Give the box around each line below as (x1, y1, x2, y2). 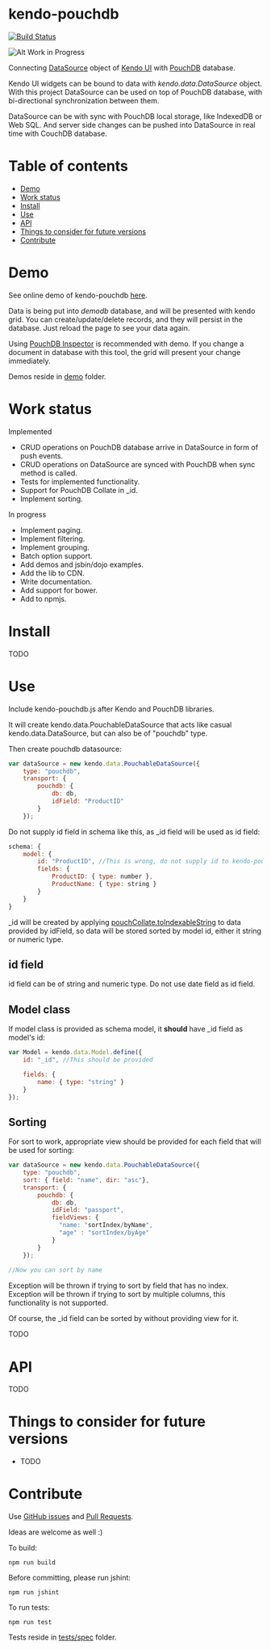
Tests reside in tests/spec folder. (8, 1632, 117, 1642)
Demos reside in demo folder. (8, 371, 106, 381)
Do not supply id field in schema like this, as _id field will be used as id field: (8, 826, 261, 837)
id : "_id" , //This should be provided (23, 1056, 153, 1064)
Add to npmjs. (19, 593, 67, 603)
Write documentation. (19, 576, 93, 586)
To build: (8, 1543, 38, 1553)
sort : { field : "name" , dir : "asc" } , (23, 1175, 150, 1184)
